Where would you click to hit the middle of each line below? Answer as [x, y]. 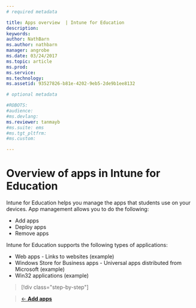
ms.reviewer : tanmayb [33, 122]
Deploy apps [31, 227]
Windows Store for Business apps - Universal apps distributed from [98, 263]
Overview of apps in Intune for [83, 173]
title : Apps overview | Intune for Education [65, 22]
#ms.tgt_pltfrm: [26, 133]
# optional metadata [32, 94]
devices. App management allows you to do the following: [78, 209]
